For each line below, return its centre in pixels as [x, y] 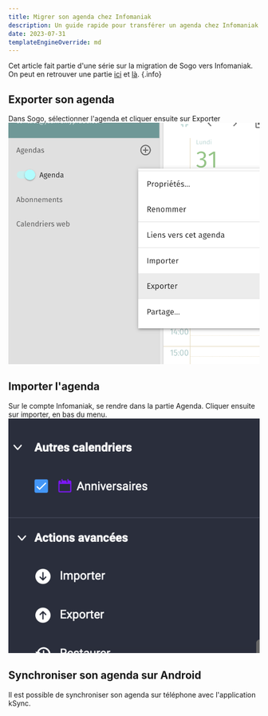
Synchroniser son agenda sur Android [105, 676]
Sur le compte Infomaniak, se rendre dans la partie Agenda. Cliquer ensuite [132, 405]
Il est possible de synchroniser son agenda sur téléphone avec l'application [132, 694]
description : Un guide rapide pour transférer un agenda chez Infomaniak [134, 25]
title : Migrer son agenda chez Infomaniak [80, 17]
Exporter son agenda [61, 99]
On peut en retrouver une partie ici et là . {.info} [85, 74]
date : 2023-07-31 [37, 34]
